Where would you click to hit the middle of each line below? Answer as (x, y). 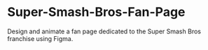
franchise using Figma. (40, 38)
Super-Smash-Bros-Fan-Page (96, 12)
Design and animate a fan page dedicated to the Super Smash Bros (104, 31)
